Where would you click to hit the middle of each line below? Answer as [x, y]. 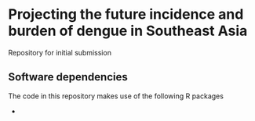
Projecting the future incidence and [126, 14]
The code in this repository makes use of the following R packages [116, 96]
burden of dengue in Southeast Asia [128, 31]
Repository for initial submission [60, 52]
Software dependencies [68, 77]
